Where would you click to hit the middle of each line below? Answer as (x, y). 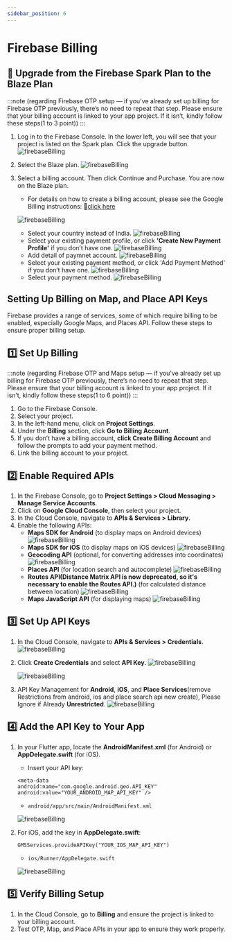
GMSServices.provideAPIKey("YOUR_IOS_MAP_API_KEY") (93, 845)
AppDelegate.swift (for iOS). (59, 754)
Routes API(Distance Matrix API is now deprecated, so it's (113, 577)
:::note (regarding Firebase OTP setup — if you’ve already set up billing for (113, 101)
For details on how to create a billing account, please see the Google (125, 199)
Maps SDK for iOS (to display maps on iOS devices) (101, 548)
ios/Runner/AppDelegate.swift (71, 858)
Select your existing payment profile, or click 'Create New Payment (124, 241)
